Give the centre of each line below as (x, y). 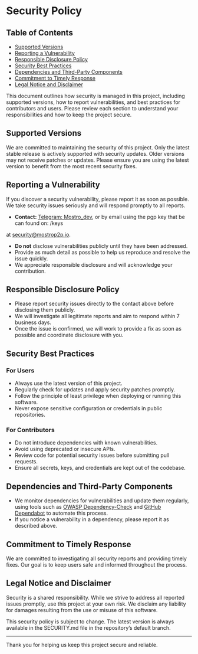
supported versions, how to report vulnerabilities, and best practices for (93, 102)
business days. (33, 322)
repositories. (30, 415)
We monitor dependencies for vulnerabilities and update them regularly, (102, 501)
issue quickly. (31, 259)
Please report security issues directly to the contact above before (94, 304)
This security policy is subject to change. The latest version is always (90, 622)
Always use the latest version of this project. (68, 383)
